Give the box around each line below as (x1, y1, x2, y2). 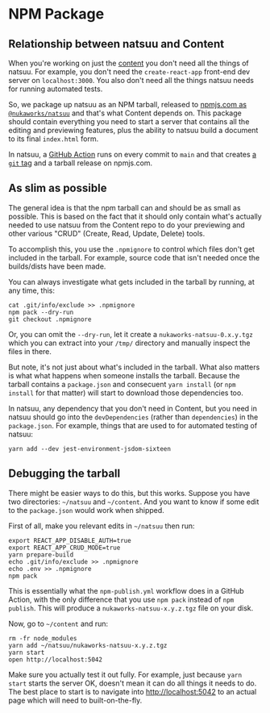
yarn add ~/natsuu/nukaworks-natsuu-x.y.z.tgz (8, 641, 168, 649)
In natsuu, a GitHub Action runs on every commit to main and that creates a (8, 150, 256, 159)
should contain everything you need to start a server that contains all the (8, 117, 250, 126)
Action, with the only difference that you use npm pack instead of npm (8, 594, 235, 604)
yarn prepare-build (8, 550, 74, 559)
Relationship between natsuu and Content (8, 37, 224, 51)
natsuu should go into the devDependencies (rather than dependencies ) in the (8, 412, 259, 422)
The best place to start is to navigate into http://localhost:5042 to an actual (8, 686, 257, 696)
